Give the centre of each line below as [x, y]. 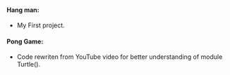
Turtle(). [28, 64]
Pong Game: [25, 41]
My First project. [41, 25]
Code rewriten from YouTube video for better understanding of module [120, 57]
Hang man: [23, 10]
